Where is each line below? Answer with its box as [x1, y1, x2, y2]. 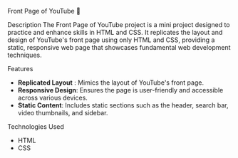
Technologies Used [7, 122, 64, 131]
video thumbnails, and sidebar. [17, 109, 108, 117]
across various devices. [17, 93, 88, 102]
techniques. [7, 51, 42, 59]
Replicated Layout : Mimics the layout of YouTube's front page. [17, 78, 205, 87]
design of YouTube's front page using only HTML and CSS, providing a [7, 36, 215, 44]
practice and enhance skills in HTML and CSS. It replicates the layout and [7, 28, 223, 36]
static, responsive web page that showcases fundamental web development [7, 43, 231, 51]
